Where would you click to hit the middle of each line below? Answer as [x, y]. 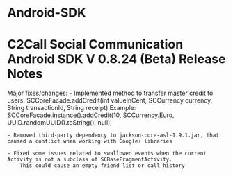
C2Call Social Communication [95, 45]
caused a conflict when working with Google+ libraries [90, 141]
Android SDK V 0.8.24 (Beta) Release [116, 59]
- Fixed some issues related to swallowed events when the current [107, 154]
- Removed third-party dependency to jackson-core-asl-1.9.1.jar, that [113, 135]
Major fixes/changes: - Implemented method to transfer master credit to [110, 93]
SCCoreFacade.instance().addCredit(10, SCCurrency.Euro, [91, 115]
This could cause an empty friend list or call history [103, 166]
